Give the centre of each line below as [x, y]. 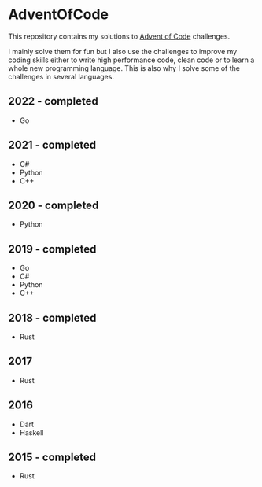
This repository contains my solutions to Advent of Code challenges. [119, 36]
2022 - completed [53, 101]
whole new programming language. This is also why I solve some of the [124, 68]
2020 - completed [54, 205]
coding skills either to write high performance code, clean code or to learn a [131, 60]
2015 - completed [52, 457]
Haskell [31, 432]
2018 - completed [52, 317]
